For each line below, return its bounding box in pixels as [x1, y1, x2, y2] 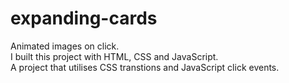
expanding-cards [10, 7, 158, 30]
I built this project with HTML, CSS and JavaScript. [10, 50, 219, 62]
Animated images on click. [10, 40, 120, 52]
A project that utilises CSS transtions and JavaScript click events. [10, 61, 280, 73]
